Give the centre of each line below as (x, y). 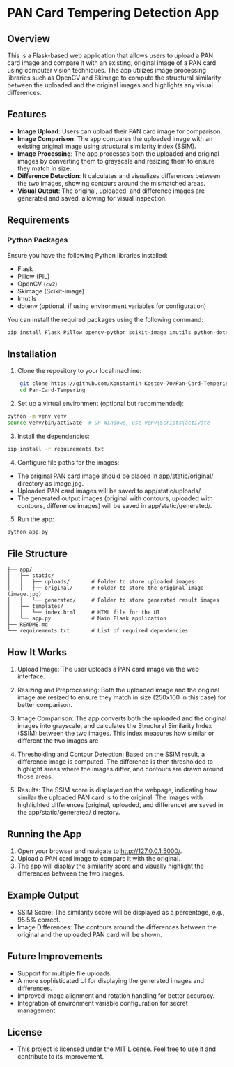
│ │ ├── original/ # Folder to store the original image (106, 588)
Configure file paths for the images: (68, 462)
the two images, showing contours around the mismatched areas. (111, 183)
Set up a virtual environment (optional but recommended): (101, 403)
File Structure (37, 553)
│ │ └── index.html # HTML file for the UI (84, 613)
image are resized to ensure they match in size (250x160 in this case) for (122, 697)
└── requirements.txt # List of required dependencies (98, 631)
